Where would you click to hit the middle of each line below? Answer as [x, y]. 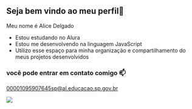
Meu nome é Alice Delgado [40, 25]
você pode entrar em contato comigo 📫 [66, 73]
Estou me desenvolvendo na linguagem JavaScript [78, 44]
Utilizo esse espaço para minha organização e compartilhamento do [101, 50]
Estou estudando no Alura [47, 38]
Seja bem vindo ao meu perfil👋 [65, 11]
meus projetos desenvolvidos [52, 57]
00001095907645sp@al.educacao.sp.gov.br [62, 88]
